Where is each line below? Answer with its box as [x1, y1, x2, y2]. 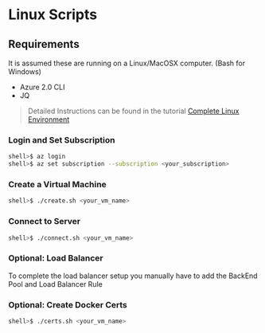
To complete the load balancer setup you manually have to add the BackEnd [8, 271, 258, 280]
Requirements [8, 37, 80, 51]
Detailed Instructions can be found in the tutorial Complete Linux [27, 106, 240, 116]
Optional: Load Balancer [8, 253, 103, 264]
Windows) [8, 67, 42, 76]
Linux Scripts [8, 6, 98, 24]
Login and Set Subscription [8, 134, 115, 145]
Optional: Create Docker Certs [8, 299, 127, 310]
